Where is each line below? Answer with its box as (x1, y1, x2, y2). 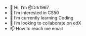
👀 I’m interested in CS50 (9, 10, 59, 16)
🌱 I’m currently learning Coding (9, 15, 74, 20)
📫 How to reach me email (9, 26, 63, 31)
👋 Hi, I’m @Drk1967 (9, 5, 49, 10)
